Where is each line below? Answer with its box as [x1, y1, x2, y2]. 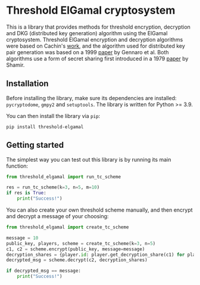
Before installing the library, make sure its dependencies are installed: [6, 94, 177, 101]
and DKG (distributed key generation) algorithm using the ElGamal [6, 29, 168, 36]
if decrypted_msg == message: [6, 268, 82, 274]
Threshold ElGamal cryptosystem [6, 4, 176, 17]
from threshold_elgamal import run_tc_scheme [6, 174, 121, 179]
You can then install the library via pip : [6, 112, 101, 119]
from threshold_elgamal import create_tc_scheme [6, 224, 129, 230]
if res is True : [6, 190, 46, 196]
